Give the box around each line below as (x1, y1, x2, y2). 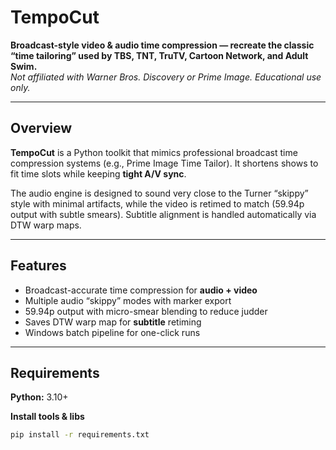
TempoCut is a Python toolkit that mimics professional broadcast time (10, 146, 298, 158)
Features (10, 257, 67, 275)
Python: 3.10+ (10, 391, 69, 403)
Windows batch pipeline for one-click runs (24, 326, 201, 338)
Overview (10, 120, 73, 137)
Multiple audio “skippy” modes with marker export (24, 294, 232, 306)
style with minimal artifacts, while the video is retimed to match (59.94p (10, 197, 305, 210)
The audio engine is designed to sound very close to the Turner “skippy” (10, 187, 309, 199)
